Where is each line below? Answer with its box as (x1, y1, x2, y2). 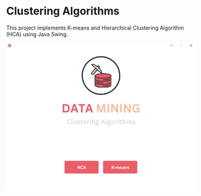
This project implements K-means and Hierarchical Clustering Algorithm (6, 24, 184, 31)
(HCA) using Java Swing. (6, 30, 68, 37)
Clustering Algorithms (6, 4, 120, 18)
